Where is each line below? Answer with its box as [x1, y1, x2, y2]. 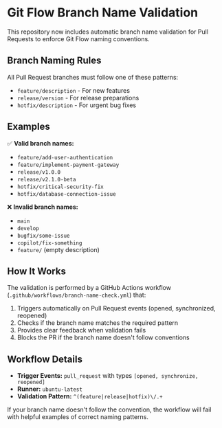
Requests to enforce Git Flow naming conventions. [7, 34, 150, 43]
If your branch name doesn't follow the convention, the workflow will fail [7, 405, 212, 414]
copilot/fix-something [16, 239, 82, 247]
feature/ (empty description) [16, 245, 100, 254]
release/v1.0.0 [16, 168, 61, 176]
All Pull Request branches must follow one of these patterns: [7, 73, 179, 81]
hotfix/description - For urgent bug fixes [16, 101, 136, 109]
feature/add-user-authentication [16, 154, 113, 161]
